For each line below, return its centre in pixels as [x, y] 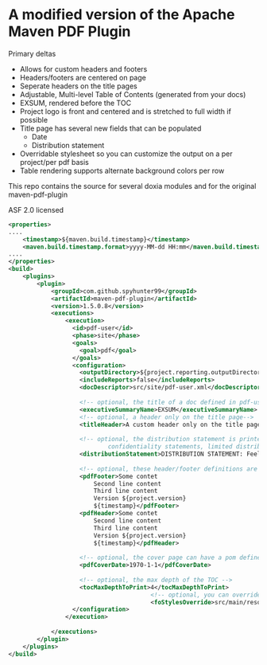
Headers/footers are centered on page [83, 77]
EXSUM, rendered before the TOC [75, 103]
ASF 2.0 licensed [36, 209]
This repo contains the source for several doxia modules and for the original [132, 186]
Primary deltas [32, 53]
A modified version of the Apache [122, 15]
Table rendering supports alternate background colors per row [122, 170]
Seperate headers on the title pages [78, 86]
